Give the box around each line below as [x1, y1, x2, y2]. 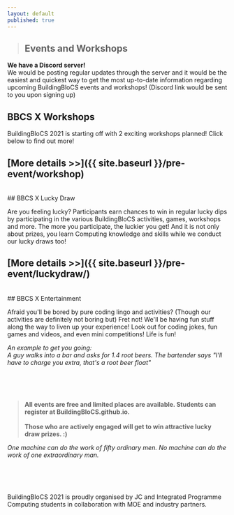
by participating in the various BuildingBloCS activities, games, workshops [7, 214, 221, 223]
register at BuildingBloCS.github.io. [24, 408, 131, 416]
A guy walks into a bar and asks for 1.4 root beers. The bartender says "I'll [7, 350, 222, 359]
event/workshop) [7, 168, 85, 180]
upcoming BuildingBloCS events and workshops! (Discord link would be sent [7, 83, 228, 91]
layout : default [7, 10, 54, 17]
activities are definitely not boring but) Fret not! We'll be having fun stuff [7, 315, 214, 323]
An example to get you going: [7, 343, 92, 352]
